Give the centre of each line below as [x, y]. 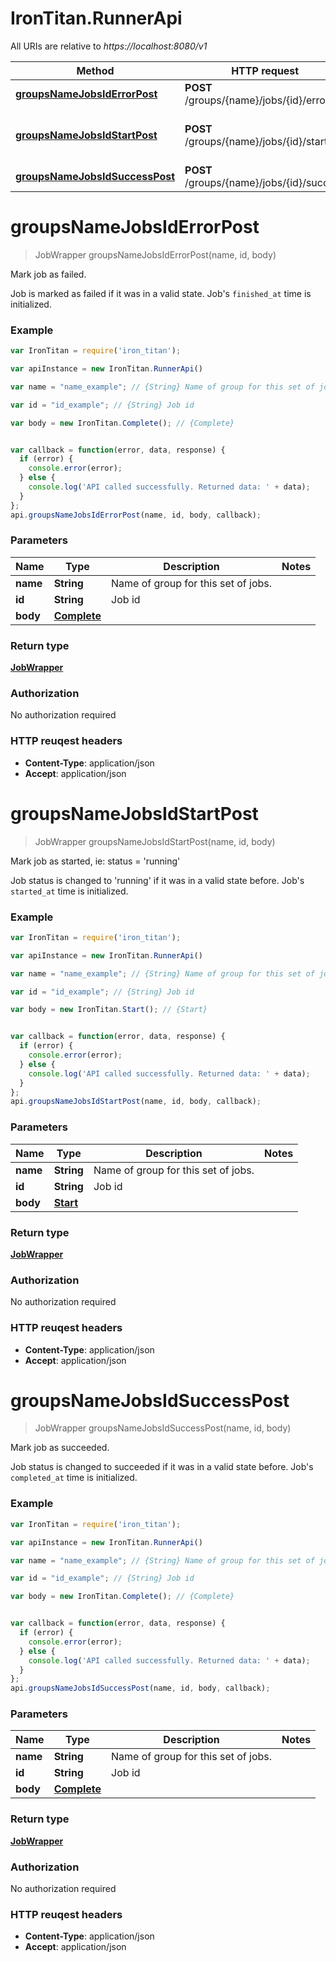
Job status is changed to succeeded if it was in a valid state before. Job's [162, 1467]
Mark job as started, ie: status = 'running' [95, 861]
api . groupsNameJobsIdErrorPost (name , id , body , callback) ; [136, 515]
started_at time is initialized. [69, 891]
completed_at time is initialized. [74, 1478]
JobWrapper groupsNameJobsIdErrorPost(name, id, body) [155, 254]
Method [95, 70]
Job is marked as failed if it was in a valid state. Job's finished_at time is [161, 293]
